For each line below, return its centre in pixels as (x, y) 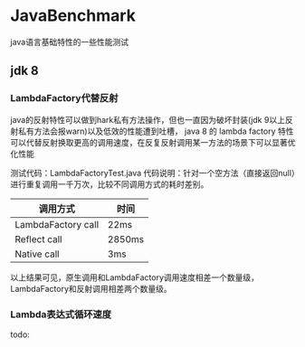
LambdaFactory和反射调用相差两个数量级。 (91, 288)
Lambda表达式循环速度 (61, 314)
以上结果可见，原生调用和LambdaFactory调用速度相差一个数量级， (135, 277)
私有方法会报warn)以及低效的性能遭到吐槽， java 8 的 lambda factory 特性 (156, 131)
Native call (37, 254)
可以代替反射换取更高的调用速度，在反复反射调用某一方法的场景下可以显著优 (153, 142)
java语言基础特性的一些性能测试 (70, 42)
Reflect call (38, 239)
